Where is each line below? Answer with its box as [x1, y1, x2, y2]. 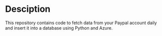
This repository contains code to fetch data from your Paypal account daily [5, 20, 157, 26]
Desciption [5, 3, 51, 15]
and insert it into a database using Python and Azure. [5, 25, 113, 31]
